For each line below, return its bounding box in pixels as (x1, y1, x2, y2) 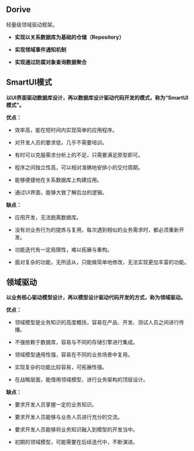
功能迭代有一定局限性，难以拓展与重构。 (14, 246, 113, 253)
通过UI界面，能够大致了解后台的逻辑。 (14, 189, 107, 196)
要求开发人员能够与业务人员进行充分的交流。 (14, 413, 123, 420)
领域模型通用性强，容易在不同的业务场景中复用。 (14, 351, 133, 358)
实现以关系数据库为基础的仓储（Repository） (14, 33, 125, 41)
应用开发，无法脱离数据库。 (14, 214, 82, 221)
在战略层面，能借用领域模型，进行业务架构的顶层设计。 (14, 376, 148, 383)
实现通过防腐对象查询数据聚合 (14, 58, 87, 65)
